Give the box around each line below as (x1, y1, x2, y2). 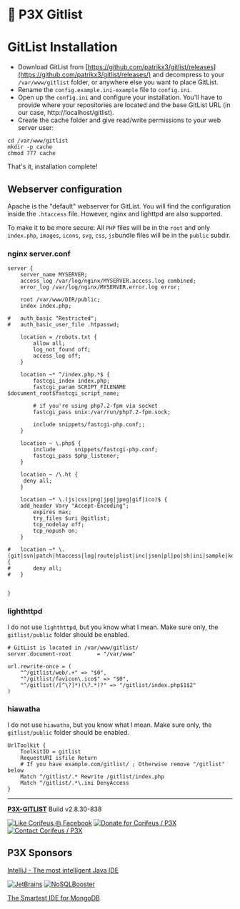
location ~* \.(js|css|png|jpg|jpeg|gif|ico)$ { (20, 496, 168, 503)
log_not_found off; (33, 346, 91, 353)
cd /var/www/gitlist (7, 137, 69, 145)
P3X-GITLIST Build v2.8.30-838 (7, 805, 102, 813)
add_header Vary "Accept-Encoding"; (20, 503, 130, 510)
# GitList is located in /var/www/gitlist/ (7, 644, 139, 651)
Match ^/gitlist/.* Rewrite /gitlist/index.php (20, 773, 164, 780)
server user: (17, 124, 54, 132)
